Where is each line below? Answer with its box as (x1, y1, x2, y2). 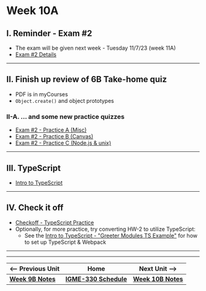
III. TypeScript (6, 163, 61, 173)
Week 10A (6, 4, 59, 18)
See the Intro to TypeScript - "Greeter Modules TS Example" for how (24, 232, 198, 239)
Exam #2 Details (15, 51, 57, 58)
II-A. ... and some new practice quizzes (6, 112, 124, 121)
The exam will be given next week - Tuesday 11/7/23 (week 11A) (15, 44, 176, 51)
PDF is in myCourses (15, 90, 69, 98)
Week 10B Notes (132, 274, 183, 283)
